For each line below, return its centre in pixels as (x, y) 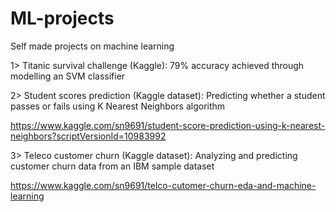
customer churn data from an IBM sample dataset (112, 166)
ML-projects (62, 18)
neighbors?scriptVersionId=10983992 (88, 136)
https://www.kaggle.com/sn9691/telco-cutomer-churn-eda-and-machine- (163, 185)
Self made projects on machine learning (92, 46)
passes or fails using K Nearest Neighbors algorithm (118, 106)
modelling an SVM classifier (68, 76)
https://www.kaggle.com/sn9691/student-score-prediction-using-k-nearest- (168, 125)
